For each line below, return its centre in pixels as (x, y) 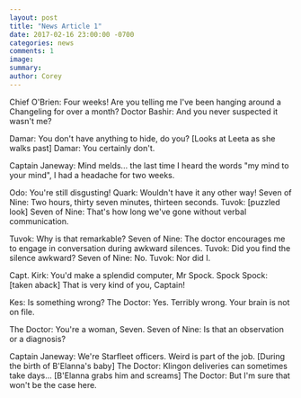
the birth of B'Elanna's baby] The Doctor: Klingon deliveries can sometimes (148, 366)
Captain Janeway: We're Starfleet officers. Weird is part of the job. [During (147, 356)
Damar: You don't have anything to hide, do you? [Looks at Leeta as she (142, 138)
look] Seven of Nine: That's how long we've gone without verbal (128, 212)
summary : (26, 68)
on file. (22, 312)
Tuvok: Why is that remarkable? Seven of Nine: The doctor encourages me (147, 239)
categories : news (42, 43)
